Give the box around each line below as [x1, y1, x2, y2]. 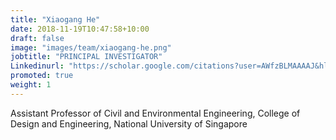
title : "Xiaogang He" [10, 14, 101, 25]
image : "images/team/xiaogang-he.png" [10, 42, 172, 53]
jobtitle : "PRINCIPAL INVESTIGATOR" [10, 52, 163, 62]
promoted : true [10, 71, 74, 81]
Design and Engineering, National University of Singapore [10, 117, 248, 130]
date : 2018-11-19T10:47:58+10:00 [10, 24, 150, 34]
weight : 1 [10, 80, 52, 90]
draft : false [10, 33, 65, 43]
